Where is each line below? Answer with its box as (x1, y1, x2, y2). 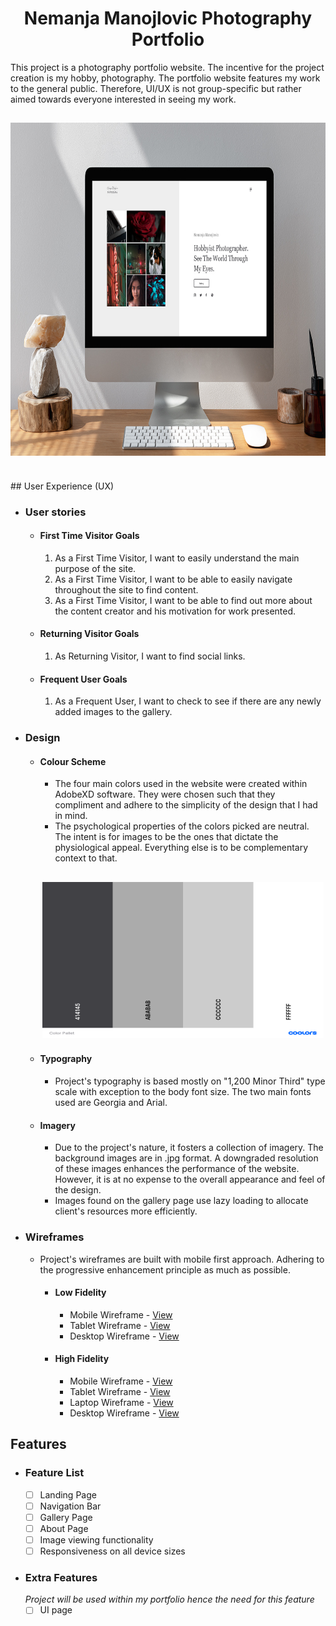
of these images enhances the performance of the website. (54, 1163, 300, 1175)
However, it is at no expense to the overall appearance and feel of (54, 1173, 326, 1186)
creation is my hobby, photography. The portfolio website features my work (10, 72, 321, 84)
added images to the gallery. (54, 706, 173, 718)
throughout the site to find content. (54, 583, 199, 596)
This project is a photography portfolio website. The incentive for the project (10, 61, 325, 73)
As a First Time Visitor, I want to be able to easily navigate (54, 573, 293, 585)
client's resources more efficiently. (54, 1205, 198, 1217)
